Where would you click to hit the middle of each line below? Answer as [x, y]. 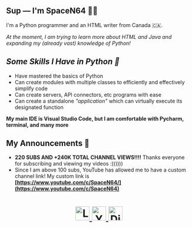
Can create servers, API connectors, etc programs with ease [88, 94]
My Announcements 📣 [48, 143]
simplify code [31, 88]
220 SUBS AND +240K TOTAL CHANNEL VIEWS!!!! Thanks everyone [100, 157]
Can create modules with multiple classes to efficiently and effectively [100, 82]
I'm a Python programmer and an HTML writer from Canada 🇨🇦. [85, 25]
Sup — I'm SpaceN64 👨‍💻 [52, 11]
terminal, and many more [37, 125]
